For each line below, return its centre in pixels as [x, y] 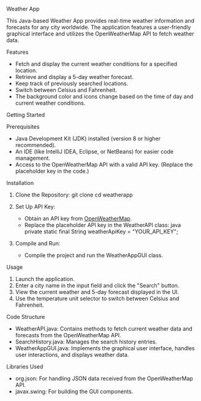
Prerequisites [23, 127]
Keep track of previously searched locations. [72, 83]
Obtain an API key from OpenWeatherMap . [78, 219]
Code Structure [26, 317]
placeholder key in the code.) [52, 171]
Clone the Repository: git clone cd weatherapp [74, 195]
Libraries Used [25, 366]
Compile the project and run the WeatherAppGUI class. [94, 255]
